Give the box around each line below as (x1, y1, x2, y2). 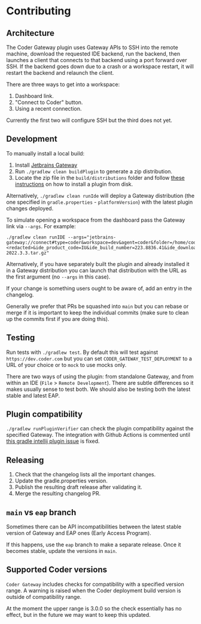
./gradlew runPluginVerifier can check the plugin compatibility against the (6, 425, 194, 432)
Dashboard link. (14, 93, 54, 99)
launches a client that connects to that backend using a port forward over (6, 57, 187, 63)
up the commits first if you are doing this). (6, 315, 109, 322)
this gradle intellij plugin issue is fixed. (6, 438, 100, 445)
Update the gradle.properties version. (14, 477, 108, 485)
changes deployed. (6, 204, 54, 212)
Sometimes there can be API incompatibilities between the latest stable (6, 523, 181, 530)
